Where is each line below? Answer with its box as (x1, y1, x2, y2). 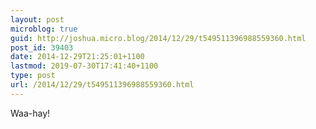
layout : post (10, 14, 65, 25)
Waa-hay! (10, 107, 51, 119)
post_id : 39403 (10, 42, 74, 53)
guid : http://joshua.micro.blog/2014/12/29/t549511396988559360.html (10, 33, 307, 43)
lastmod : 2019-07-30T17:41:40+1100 (10, 61, 159, 71)
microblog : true (10, 24, 78, 34)
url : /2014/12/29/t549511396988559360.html (10, 80, 195, 90)
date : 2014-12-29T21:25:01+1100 (10, 52, 145, 62)
